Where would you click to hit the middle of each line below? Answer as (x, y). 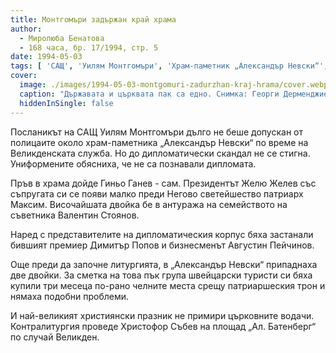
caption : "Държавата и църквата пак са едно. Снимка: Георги (149, 94)
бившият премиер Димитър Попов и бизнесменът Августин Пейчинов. (162, 245)
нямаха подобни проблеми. (70, 296)
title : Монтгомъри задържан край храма (93, 19)
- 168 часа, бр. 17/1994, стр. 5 (89, 47)
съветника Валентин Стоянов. (75, 215)
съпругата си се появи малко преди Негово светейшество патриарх (157, 193)
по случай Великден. (55, 337)
